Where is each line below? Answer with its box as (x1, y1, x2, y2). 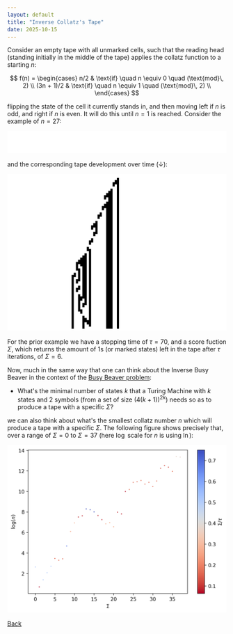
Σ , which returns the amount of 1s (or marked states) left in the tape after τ (7, 345, 220, 354)
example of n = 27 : (7, 117, 62, 125)
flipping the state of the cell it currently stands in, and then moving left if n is (7, 102, 226, 111)
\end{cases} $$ (94, 89, 140, 97)
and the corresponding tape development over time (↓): (7, 160, 168, 168)
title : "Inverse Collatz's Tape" (7, 18, 104, 26)
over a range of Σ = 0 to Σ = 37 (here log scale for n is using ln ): (7, 431, 193, 440)
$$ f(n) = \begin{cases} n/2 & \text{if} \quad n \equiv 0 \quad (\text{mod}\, (10, 74, 224, 83)
